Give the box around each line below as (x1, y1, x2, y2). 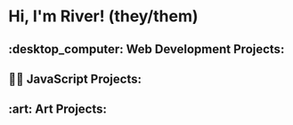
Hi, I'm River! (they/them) (8, 6, 199, 27)
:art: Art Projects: (8, 102, 108, 117)
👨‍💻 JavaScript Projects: (8, 71, 142, 86)
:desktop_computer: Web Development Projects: (8, 42, 285, 57)
